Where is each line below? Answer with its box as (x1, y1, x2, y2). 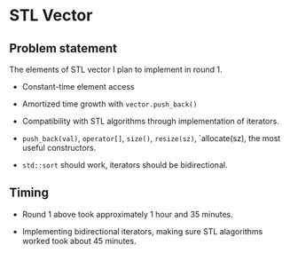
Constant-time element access (21, 82, 135, 91)
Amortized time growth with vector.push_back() (21, 99, 198, 109)
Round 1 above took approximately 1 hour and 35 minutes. (21, 209, 233, 219)
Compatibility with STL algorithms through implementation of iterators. (21, 116, 279, 126)
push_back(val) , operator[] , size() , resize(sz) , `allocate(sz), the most (21, 133, 281, 143)
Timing (9, 186, 49, 201)
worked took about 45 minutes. (21, 235, 137, 246)
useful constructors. (21, 143, 97, 153)
